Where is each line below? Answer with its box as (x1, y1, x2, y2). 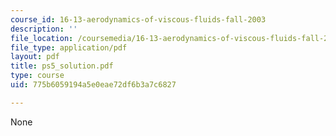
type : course (10, 71, 65, 81)
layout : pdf (10, 52, 60, 62)
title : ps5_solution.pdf (10, 61, 114, 71)
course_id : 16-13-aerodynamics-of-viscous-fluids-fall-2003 (10, 14, 267, 25)
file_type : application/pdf (10, 42, 128, 53)
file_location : (10, 33, 74, 43)
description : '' (10, 24, 78, 34)
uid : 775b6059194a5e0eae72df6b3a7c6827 (10, 80, 177, 90)
